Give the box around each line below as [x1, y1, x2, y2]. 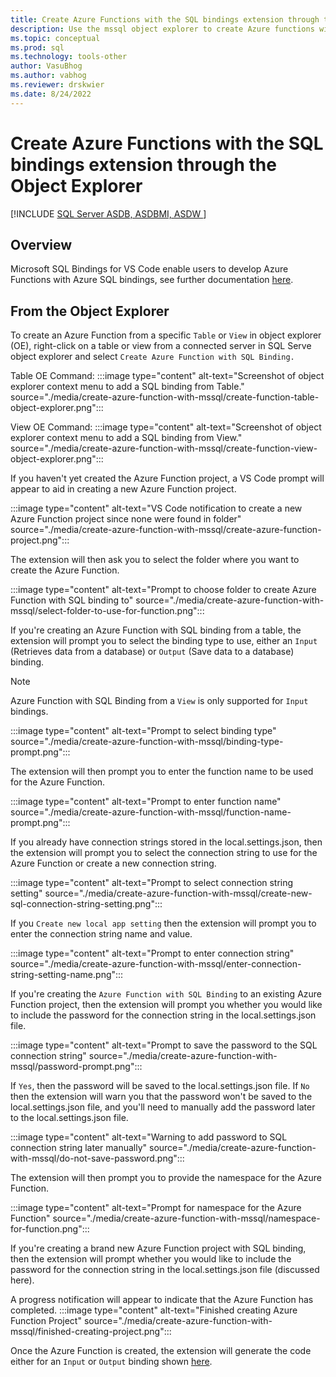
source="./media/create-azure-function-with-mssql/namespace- [52, 1212, 321, 1225]
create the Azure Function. [10, 564, 120, 576]
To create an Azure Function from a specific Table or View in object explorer [10, 329, 322, 341]
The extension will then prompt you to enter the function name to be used [10, 766, 314, 778]
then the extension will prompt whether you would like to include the [10, 1253, 292, 1265]
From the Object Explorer [10, 302, 170, 320]
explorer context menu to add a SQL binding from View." [10, 432, 243, 444]
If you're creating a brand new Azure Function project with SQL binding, [10, 1242, 307, 1255]
